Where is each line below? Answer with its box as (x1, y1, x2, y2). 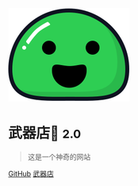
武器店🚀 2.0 (8, 124, 82, 142)
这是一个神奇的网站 (27, 152, 91, 161)
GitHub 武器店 (8, 169, 54, 178)
